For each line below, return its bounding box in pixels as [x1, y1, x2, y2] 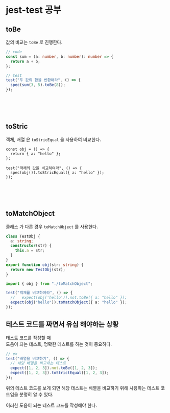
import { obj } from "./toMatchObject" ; [6, 281, 93, 286]
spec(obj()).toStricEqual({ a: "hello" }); [10, 170, 104, 175]
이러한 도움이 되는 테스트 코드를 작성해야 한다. [6, 402, 98, 408]
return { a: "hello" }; [10, 151, 61, 156]
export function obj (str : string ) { [6, 262, 84, 267]
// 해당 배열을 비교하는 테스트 [10, 361, 66, 366]
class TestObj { [6, 234, 40, 239]
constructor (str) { [10, 243, 52, 249]
